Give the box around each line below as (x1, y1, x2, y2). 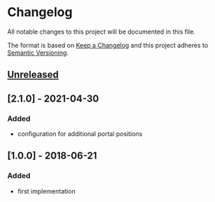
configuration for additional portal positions (17, 130, 143, 138)
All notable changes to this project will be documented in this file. (7, 27, 196, 36)
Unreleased (7, 69, 60, 81)
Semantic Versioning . (7, 48, 69, 57)
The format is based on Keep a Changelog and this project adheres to (7, 41, 209, 49)
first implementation (17, 187, 76, 195)
